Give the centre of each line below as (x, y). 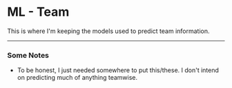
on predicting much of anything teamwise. (77, 78)
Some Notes (28, 55)
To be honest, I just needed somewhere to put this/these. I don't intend (118, 70)
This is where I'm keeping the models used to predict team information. (108, 31)
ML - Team (38, 12)
